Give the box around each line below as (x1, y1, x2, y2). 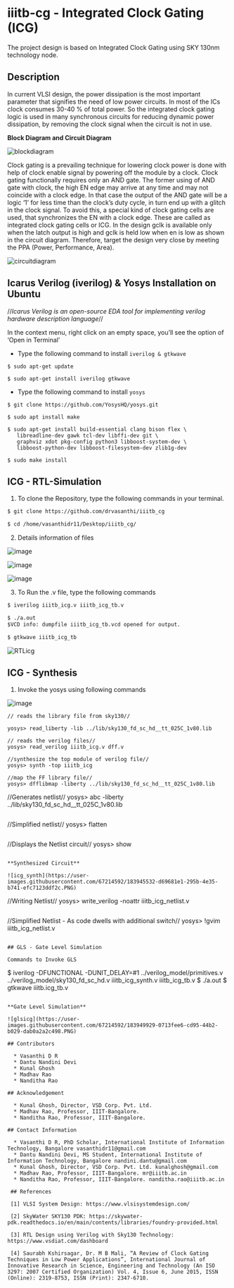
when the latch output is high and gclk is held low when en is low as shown (7, 228, 225, 237)
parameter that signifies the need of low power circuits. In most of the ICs (7, 97, 221, 106)
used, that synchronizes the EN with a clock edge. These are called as (7, 213, 211, 221)
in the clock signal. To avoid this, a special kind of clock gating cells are (7, 206, 214, 214)
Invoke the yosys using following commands (17, 686, 146, 694)
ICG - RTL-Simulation (7, 476, 102, 488)
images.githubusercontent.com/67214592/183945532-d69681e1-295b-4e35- (7, 879, 219, 886)
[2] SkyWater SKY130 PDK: (10, 1213, 86, 1220)
